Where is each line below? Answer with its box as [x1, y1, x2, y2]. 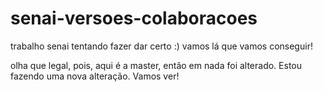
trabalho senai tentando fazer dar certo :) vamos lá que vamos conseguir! [10, 40, 313, 52]
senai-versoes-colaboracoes [10, 7, 258, 30]
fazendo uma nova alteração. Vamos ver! [10, 70, 180, 82]
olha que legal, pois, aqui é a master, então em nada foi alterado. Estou [10, 59, 303, 71]
